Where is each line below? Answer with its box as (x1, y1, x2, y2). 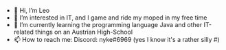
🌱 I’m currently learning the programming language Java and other (13, 21, 203, 28)
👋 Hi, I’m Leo (13, 7, 50, 14)
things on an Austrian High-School (35, 28, 133, 36)
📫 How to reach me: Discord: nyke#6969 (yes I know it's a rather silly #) (13, 36, 220, 43)
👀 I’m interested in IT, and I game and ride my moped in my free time (13, 14, 207, 22)
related (13, 28, 34, 36)
